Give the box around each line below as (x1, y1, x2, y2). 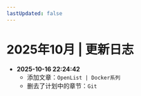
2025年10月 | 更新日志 (6, 42, 134, 57)
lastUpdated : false (6, 10, 63, 17)
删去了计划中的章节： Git (26, 82, 97, 90)
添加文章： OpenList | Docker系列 (26, 73, 121, 81)
